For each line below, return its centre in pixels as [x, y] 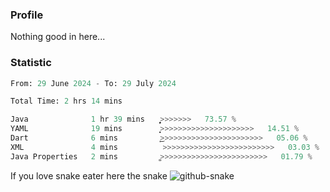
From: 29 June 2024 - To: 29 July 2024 [93, 83]
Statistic [31, 63]
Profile [27, 15]
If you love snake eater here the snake [89, 175]
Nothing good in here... [58, 37]
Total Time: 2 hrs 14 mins [66, 101]
